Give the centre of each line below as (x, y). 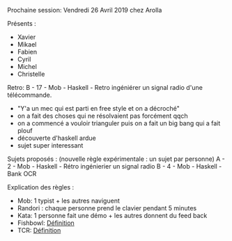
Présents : (22, 23)
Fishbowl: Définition (46, 223)
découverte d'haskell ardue (56, 138)
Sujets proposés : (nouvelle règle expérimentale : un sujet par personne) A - (116, 159)
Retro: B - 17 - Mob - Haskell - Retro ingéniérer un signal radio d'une (105, 87)
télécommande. (30, 95)
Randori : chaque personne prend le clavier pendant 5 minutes (107, 208)
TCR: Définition (39, 230)
